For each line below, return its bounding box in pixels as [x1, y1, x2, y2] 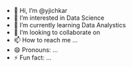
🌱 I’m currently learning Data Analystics [13, 21, 126, 29]
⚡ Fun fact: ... [13, 53, 52, 62]
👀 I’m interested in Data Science [13, 14, 105, 22]
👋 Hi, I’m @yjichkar [13, 7, 68, 14]
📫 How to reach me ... [13, 36, 78, 44]
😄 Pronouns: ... [13, 46, 59, 54]
